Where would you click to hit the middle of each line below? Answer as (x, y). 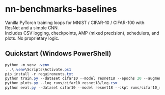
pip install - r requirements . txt (39, 74)
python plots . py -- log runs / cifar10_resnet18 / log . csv (61, 83)
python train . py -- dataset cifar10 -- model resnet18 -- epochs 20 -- (77, 79)
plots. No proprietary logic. (32, 38)
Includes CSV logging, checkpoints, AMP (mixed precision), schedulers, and (82, 33)
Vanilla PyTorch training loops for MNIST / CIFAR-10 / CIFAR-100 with (75, 23)
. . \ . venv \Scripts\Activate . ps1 (38, 70)
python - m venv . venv (27, 65)
